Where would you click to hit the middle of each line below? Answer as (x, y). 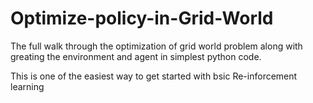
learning (27, 86)
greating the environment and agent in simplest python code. (136, 56)
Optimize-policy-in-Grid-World (142, 18)
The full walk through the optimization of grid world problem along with (156, 46)
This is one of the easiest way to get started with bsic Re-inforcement (154, 76)
